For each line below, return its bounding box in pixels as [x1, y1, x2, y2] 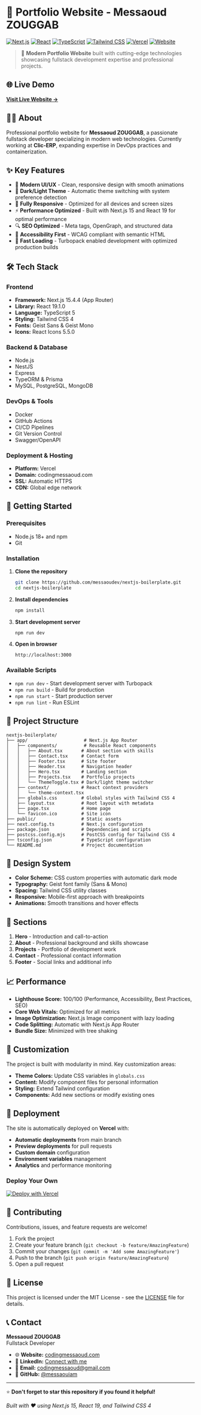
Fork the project [14, 1235, 55, 1242]
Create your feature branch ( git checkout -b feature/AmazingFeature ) [14, 1241, 190, 1248]
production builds [14, 244, 59, 251]
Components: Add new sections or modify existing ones [14, 1091, 155, 1098]
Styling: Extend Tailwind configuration [14, 1084, 110, 1092]
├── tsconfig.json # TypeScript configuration [6, 837, 151, 843]
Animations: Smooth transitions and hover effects [14, 900, 139, 907]
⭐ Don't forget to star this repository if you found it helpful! [6, 1388, 156, 1395]
